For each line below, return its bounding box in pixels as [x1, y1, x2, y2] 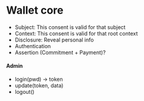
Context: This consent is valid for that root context [14, 30, 138, 37]
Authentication [14, 42, 51, 49]
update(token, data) [14, 81, 64, 89]
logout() [14, 88, 35, 95]
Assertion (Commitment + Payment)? [14, 49, 106, 56]
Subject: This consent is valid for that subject [14, 23, 126, 30]
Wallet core [6, 4, 64, 17]
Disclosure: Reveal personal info [14, 36, 94, 43]
